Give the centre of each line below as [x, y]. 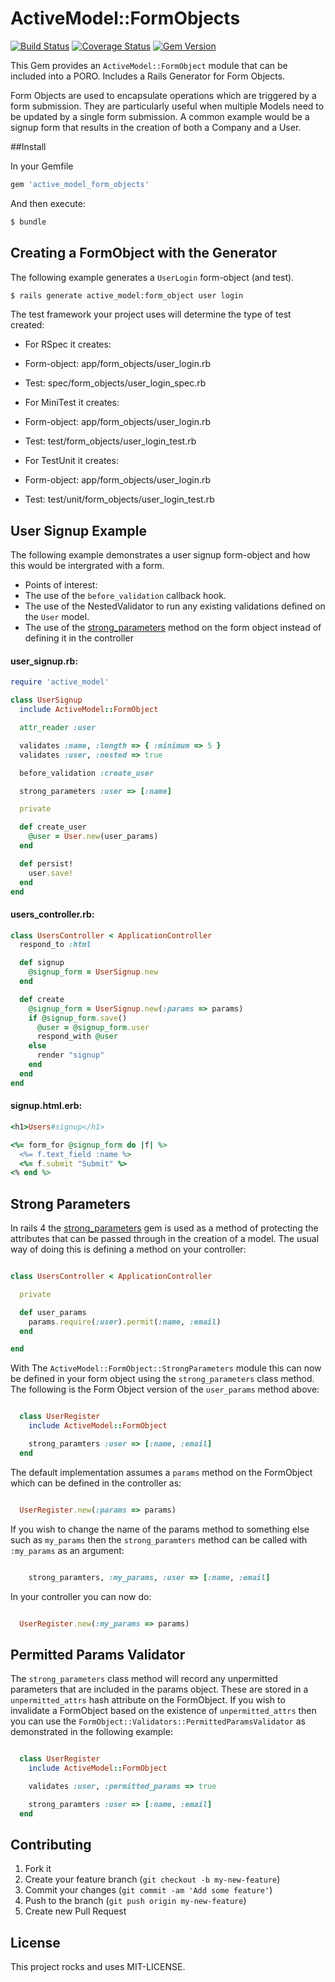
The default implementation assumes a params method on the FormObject [161, 1472]
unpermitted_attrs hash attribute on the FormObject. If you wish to [148, 1700]
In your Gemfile [42, 166]
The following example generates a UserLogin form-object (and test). [152, 277]
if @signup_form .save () [78, 1018]
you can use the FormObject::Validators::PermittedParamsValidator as [158, 1721]
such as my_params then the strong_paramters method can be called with [159, 1539]
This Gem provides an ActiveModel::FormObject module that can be [149, 65]
